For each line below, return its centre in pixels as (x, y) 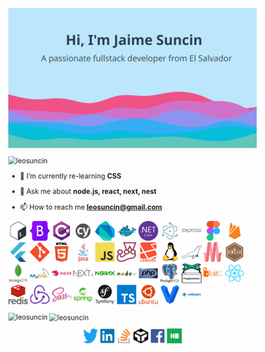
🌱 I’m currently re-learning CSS (71, 176)
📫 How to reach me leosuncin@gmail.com (91, 207)
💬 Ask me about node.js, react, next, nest (88, 191)
